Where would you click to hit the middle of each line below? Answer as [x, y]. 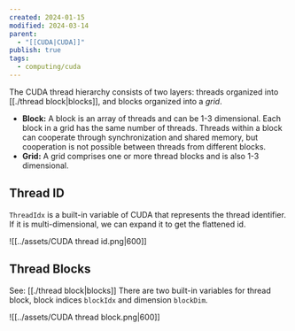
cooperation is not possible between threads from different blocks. [144, 146]
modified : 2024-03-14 [49, 26]
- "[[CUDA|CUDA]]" [51, 42]
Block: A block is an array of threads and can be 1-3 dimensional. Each [151, 118]
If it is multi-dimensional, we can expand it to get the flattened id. [128, 224]
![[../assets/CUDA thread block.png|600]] [85, 317]
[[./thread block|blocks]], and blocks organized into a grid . [116, 101]
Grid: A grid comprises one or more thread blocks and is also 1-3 [140, 156]
